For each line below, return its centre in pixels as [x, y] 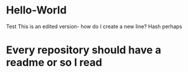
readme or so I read [54, 63]
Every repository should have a [84, 50]
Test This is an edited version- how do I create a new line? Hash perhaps [94, 26]
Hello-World [36, 10]
